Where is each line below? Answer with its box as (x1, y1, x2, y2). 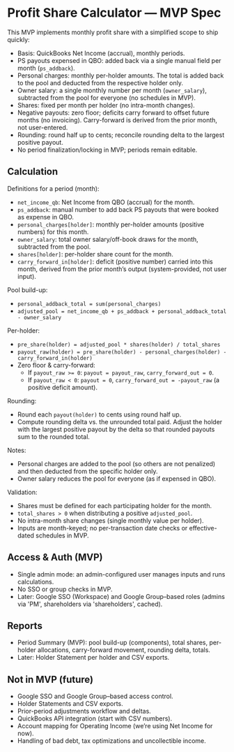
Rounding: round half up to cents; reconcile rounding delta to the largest (17, 131, 225, 139)
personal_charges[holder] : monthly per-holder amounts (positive (17, 220, 204, 229)
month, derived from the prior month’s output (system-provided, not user (17, 264, 227, 273)
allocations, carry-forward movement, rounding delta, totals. (37, 646, 211, 654)
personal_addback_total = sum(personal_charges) (17, 301, 162, 308)
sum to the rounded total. (17, 432, 91, 441)
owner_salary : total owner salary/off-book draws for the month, (17, 235, 198, 243)
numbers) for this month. (17, 227, 89, 236)
